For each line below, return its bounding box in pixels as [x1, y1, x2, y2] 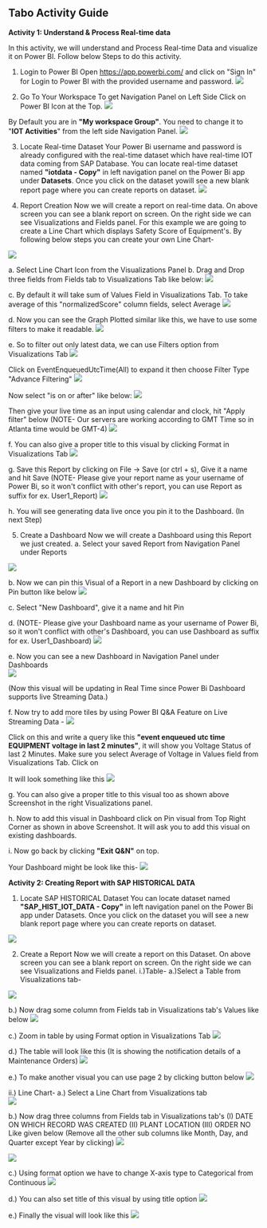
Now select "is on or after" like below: [8, 390, 133, 400]
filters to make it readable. [8, 324, 94, 334]
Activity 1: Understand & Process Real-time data [8, 27, 171, 37]
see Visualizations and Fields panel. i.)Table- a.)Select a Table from [19, 965, 241, 976]
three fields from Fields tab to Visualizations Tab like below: [8, 274, 204, 284]
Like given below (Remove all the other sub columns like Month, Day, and [8, 1128, 249, 1138]
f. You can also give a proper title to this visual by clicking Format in [8, 439, 230, 449]
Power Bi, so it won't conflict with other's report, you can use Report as [8, 481, 242, 491]
